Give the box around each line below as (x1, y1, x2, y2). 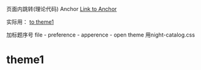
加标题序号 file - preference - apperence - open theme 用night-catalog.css (6, 31, 195, 38)
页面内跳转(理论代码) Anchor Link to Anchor (6, 5, 117, 12)
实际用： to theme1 (6, 18, 54, 26)
